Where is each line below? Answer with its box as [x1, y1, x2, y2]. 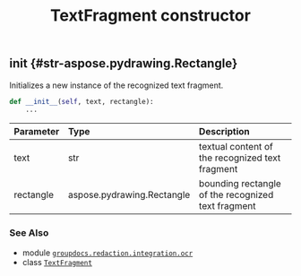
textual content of [198, 141, 273, 153]
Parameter [13, 125, 60, 138]
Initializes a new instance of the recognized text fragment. [9, 80, 224, 91]
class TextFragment [21, 256, 92, 267]
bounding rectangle [198, 177, 282, 190]
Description [198, 125, 251, 138]
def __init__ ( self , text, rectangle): [9, 97, 154, 106]
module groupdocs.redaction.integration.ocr [21, 247, 193, 258]
